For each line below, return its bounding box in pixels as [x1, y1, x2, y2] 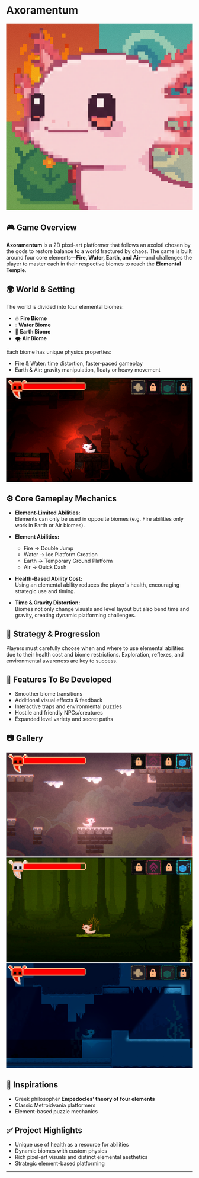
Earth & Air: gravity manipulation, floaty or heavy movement [14, 366, 161, 373]
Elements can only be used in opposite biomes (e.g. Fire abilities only [14, 516, 184, 523]
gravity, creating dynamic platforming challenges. [14, 612, 136, 619]
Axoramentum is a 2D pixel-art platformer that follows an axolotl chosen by [6, 241, 191, 248]
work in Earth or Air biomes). [14, 522, 85, 529]
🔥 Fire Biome [14, 315, 47, 322]
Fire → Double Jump [23, 545, 74, 552]
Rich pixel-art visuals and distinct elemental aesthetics [14, 1154, 148, 1161]
